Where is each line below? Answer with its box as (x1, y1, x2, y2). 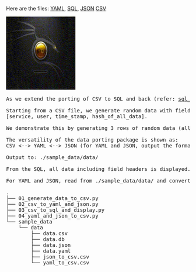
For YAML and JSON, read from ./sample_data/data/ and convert (6, 178, 191, 184)
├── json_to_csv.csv (30, 254, 89, 260)
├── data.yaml (30, 248, 71, 254)
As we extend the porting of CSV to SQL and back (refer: (6, 96, 176, 102)
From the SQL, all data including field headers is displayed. (6, 166, 191, 172)
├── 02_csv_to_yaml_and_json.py (6, 201, 99, 207)
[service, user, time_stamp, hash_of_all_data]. (6, 113, 148, 119)
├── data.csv (30, 230, 68, 236)
